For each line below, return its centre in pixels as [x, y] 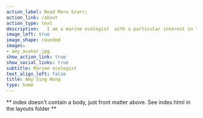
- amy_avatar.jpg [28, 51]
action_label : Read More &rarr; [47, 12]
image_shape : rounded [34, 40]
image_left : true [28, 34]
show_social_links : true [37, 62]
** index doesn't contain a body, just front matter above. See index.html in [98, 102]
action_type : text [29, 23]
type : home [20, 85]
